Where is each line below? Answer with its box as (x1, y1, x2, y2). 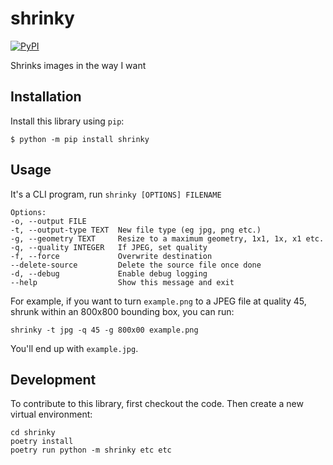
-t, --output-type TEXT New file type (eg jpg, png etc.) (10, 225, 262, 235)
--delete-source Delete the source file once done (10, 260, 262, 270)
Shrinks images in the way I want (10, 59, 147, 71)
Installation (10, 88, 82, 106)
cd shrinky (10, 428, 56, 438)
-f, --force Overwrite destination (10, 251, 213, 261)
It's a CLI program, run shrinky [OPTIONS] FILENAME (10, 188, 222, 200)
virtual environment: (10, 408, 93, 421)
